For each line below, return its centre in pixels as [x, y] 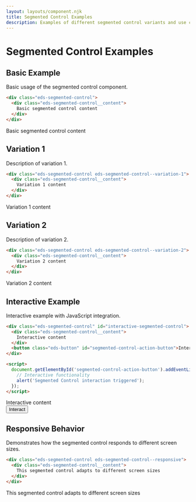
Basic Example [33, 73]
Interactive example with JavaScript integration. [63, 315]
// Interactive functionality [53, 375]
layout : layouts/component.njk [44, 11]
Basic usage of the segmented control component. [67, 87]
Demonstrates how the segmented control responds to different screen [92, 443]
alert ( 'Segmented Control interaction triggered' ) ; [80, 380]
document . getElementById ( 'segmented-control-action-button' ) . [88, 370]
